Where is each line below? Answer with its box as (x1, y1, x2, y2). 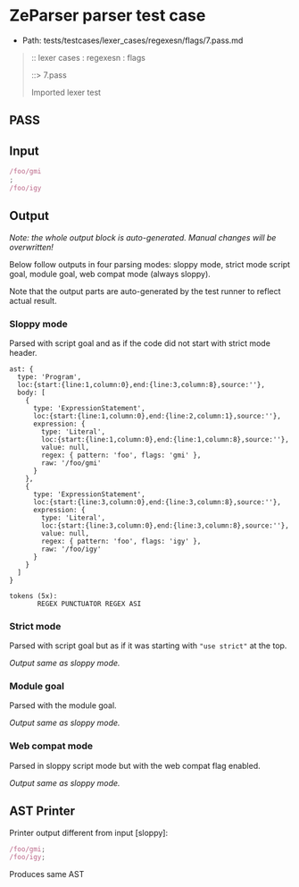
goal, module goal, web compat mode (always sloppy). (9, 268, 212, 279)
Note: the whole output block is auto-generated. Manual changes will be (9, 232, 277, 242)
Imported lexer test (30, 87, 101, 97)
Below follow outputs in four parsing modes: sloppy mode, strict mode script (9, 258, 291, 269)
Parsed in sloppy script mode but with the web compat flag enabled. (9, 760, 261, 771)
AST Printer (9, 804, 76, 819)
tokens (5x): (9, 591, 58, 600)
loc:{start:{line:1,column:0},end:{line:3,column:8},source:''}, (17, 380, 266, 389)
